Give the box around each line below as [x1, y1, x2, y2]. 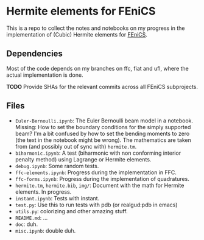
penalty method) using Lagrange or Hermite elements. [15, 155, 152, 163]
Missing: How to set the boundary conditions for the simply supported [15, 123, 191, 130]
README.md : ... [15, 214, 48, 221]
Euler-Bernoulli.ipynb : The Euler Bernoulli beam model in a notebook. [15, 117, 194, 124]
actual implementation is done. [6, 71, 83, 79]
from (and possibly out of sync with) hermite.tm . [15, 143, 137, 150]
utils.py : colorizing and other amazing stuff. [15, 207, 128, 214]
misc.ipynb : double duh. [15, 227, 76, 234]
